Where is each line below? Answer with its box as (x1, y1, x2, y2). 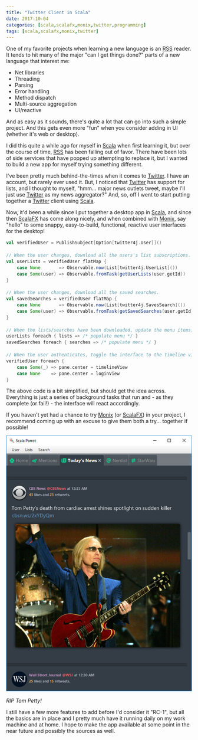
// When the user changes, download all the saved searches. (6, 290, 160, 296)
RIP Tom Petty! (6, 697, 42, 705)
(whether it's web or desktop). (6, 130, 80, 138)
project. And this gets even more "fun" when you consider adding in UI (6, 125, 178, 132)
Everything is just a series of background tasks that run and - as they (6, 394, 174, 401)
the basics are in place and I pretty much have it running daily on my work (6, 715, 186, 722)
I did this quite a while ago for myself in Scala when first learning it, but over (6, 142, 190, 149)
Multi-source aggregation (14, 100, 77, 107)
